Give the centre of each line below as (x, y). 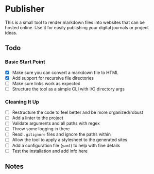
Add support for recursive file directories (53, 78)
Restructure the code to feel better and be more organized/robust (77, 112)
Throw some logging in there (41, 129)
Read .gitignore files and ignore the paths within (61, 134)
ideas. (11, 33)
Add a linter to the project (38, 118)
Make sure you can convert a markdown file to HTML (65, 72)
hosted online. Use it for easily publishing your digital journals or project (77, 27)
